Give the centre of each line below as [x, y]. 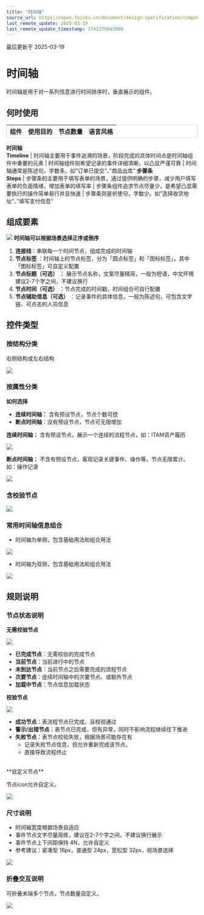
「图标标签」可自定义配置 [47, 266]
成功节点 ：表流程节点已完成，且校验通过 [66, 722]
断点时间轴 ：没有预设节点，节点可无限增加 [68, 422]
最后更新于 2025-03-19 [36, 47]
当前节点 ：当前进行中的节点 [50, 662]
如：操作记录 [22, 466]
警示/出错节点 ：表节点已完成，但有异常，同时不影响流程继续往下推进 [101, 730]
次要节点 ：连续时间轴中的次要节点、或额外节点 [73, 677]
